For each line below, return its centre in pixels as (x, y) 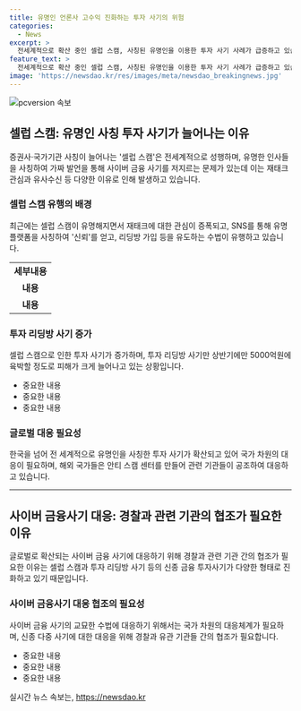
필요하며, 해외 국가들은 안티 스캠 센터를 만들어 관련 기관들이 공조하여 (145, 466)
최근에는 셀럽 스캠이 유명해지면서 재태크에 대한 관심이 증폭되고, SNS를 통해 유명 (149, 226)
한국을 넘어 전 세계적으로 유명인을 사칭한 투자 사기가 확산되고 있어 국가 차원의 (144, 454)
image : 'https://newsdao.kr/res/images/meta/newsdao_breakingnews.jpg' (146, 76)
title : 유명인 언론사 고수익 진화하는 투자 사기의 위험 (97, 17)
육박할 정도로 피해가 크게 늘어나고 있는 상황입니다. (97, 366)
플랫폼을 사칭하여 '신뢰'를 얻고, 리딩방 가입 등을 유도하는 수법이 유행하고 (135, 236)
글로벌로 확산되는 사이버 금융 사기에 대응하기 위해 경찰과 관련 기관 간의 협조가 (144, 556)
